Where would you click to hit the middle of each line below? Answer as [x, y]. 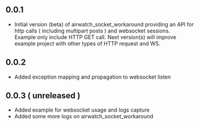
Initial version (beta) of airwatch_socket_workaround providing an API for [104, 24]
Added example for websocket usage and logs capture [82, 110]
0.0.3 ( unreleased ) [43, 96]
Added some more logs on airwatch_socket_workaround [84, 116]
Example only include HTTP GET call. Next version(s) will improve [95, 37]
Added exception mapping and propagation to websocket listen [93, 77]
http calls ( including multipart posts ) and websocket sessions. [92, 31]
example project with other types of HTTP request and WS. [87, 43]
